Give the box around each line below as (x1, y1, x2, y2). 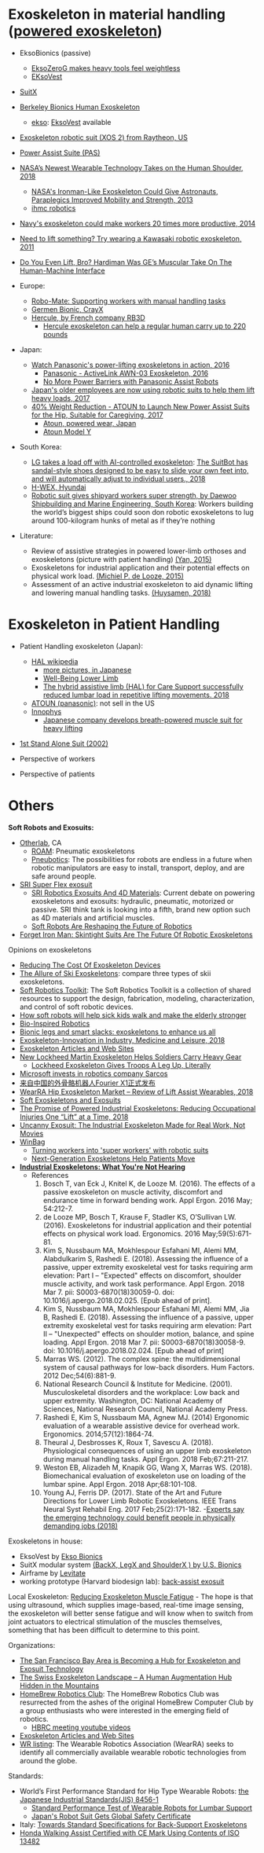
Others (8, 797, 55, 815)
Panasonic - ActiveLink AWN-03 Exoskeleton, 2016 (42, 368, 209, 378)
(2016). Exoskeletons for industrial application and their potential (42, 1220, 251, 1230)
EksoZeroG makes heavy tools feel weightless (31, 63, 181, 72)
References (31, 1170, 69, 1180)
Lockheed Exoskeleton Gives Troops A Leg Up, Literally (31, 1060, 211, 1070)
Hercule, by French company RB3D (31, 313, 145, 322)
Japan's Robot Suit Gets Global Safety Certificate (31, 1811, 191, 1821)
